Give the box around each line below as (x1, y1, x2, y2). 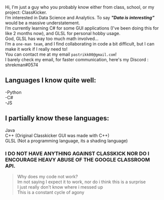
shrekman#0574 (5, 62, 38, 68)
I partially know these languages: (5, 114, 109, 122)
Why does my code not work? (17, 173, 78, 179)
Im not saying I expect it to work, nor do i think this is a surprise (17, 179, 146, 185)
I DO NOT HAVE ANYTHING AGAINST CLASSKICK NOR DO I (5, 150, 149, 157)
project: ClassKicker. (5, 9, 47, 15)
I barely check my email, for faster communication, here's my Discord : (5, 57, 149, 62)
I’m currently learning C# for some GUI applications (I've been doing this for (5, 25, 159, 31)
